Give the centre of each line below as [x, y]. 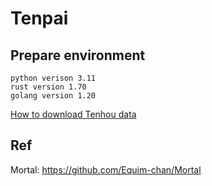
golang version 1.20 [53, 96]
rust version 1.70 [48, 87]
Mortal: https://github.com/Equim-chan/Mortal [106, 169]
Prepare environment [78, 55]
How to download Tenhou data [73, 114]
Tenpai [39, 18]
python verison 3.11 [53, 78]
